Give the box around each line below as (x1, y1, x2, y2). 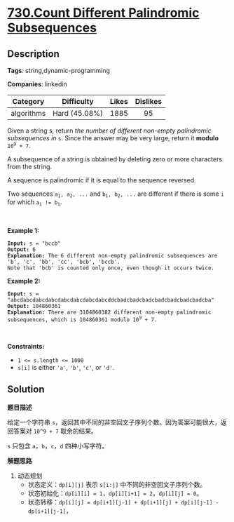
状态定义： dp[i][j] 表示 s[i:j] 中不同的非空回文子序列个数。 (27, 480, 207, 488)
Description (7, 48, 60, 60)
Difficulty (62, 97, 94, 106)
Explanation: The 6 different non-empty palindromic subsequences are (7, 252, 218, 259)
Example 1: (7, 226, 40, 234)
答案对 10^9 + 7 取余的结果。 (13, 427, 98, 435)
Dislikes (135, 97, 163, 106)
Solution (7, 384, 45, 396)
